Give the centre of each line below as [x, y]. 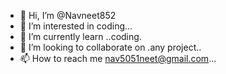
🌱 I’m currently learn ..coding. [80, 36]
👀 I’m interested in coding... [76, 26]
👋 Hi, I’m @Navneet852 [68, 15]
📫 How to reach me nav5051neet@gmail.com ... [118, 58]
